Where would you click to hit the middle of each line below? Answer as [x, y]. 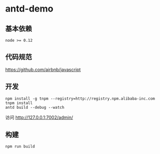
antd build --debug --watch [35, 107]
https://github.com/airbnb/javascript [43, 69]
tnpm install [19, 103]
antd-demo [29, 9]
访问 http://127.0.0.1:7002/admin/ [39, 117]
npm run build [20, 146]
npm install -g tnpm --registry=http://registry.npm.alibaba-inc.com [80, 99]
